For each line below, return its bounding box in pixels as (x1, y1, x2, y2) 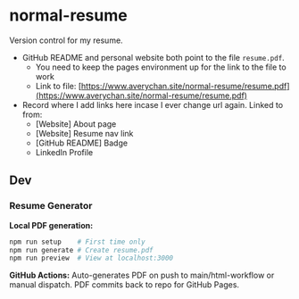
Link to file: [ (35, 80, 82, 91)
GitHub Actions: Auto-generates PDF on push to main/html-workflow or (9, 270, 275, 281)
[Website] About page (35, 118, 117, 129)
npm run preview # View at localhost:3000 (9, 253, 174, 263)
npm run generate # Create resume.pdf (9, 245, 154, 254)
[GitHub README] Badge (35, 137, 128, 148)
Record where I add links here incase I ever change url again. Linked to (21, 99, 284, 110)
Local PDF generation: (9, 220, 94, 230)
